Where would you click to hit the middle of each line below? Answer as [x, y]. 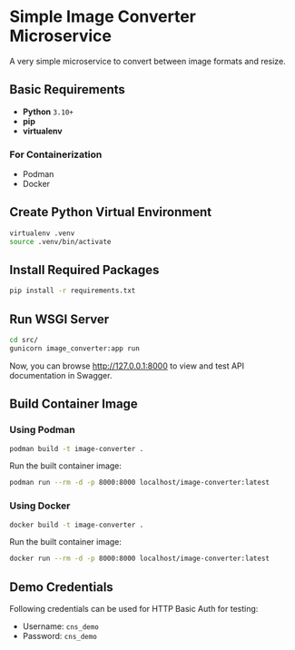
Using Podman [42, 430]
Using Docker [40, 506]
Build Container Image [74, 404]
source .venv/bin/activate [60, 241]
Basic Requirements [67, 89]
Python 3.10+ [48, 112]
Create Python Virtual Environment [110, 212]
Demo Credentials [61, 587]
